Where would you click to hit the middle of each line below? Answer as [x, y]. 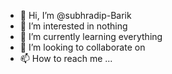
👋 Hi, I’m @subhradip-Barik [75, 15]
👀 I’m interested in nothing [73, 26]
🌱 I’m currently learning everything [91, 36]
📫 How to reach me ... [66, 58]
